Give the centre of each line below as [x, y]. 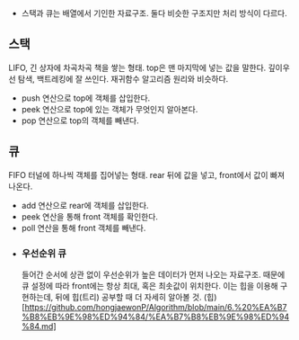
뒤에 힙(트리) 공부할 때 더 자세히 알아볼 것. [129, 297]
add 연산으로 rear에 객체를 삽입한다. [85, 205]
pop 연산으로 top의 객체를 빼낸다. [80, 121]
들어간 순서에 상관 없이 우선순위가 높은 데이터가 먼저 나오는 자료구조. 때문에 [153, 274]
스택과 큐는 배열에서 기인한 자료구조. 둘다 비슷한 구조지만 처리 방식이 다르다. [154, 13]
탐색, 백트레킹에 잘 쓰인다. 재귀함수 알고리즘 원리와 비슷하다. [123, 78]
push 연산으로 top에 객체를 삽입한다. [86, 98]
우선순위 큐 [44, 253]
